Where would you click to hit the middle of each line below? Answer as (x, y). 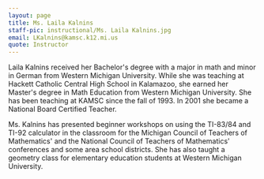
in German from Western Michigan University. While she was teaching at (126, 76)
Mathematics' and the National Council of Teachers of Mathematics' (119, 141)
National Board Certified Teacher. (62, 109)
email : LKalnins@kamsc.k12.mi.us (63, 37)
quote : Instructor (38, 45)
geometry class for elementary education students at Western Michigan (125, 158)
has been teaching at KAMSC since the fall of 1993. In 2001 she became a (128, 101)
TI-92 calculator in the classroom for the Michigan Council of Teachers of (128, 133)
